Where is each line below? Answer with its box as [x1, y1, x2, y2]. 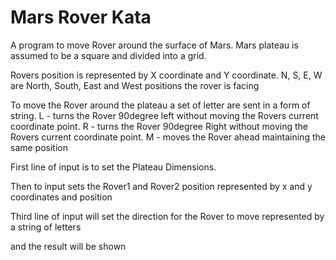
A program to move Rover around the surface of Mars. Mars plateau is [10, 39, 299, 51]
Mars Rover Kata [10, 6, 152, 29]
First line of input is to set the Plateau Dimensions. [10, 161, 217, 173]
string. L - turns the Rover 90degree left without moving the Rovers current [10, 109, 319, 121]
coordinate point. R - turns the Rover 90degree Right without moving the [10, 120, 309, 132]
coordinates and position [10, 191, 113, 203]
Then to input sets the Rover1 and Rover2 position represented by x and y [10, 180, 313, 192]
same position [10, 141, 68, 153]
